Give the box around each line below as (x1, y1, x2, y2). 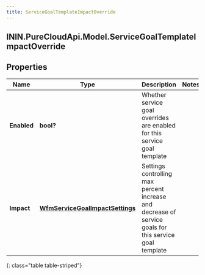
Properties (6, 62, 48, 72)
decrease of (141, 208, 176, 216)
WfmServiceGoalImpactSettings (39, 203, 136, 212)
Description (141, 80, 177, 89)
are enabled (141, 121, 176, 129)
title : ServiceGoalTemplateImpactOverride (6, 9, 116, 15)
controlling (141, 169, 173, 178)
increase (141, 192, 167, 201)
